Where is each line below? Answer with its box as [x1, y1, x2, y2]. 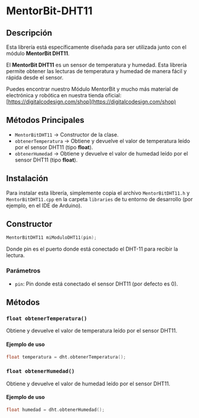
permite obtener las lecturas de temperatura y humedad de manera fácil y [6, 68, 187, 75]
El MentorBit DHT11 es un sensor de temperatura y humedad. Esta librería [6, 61, 187, 68]
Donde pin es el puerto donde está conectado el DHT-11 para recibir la [6, 245, 178, 253]
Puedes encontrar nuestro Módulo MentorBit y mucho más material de [6, 85, 179, 93]
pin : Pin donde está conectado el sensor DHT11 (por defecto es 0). [14, 280, 178, 287]
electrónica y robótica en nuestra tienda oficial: [6, 92, 122, 99]
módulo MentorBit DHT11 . [6, 50, 70, 57]
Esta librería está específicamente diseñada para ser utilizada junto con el [6, 43, 187, 50]
